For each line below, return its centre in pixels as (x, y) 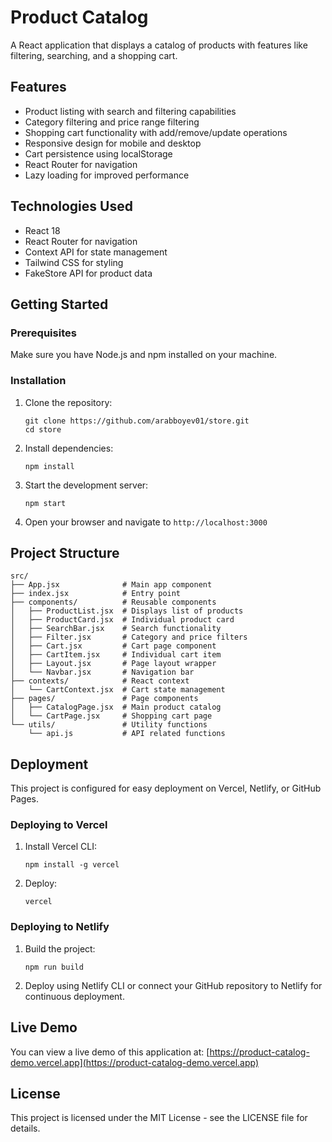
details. (25, 1128)
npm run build (54, 967)
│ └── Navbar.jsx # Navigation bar (102, 672)
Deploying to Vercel (59, 825)
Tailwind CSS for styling (74, 262)
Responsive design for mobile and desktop (113, 143)
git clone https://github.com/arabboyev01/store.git (137, 421)
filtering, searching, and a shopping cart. (94, 55)
